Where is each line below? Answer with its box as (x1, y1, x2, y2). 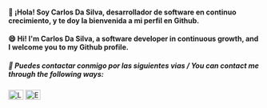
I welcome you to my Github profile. (8, 42, 130, 52)
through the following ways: (8, 69, 104, 78)
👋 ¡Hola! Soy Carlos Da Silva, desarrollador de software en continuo (8, 7, 237, 17)
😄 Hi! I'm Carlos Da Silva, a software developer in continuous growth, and (8, 34, 259, 44)
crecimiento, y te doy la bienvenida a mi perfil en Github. (8, 15, 200, 25)
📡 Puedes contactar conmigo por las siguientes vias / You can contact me (8, 61, 260, 70)
